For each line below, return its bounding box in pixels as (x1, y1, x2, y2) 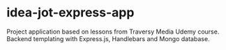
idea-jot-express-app (6, 5, 135, 21)
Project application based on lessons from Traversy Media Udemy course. (6, 27, 220, 36)
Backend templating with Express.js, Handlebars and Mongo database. (6, 34, 210, 42)
